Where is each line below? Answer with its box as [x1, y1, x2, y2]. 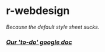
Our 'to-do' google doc [6, 38, 72, 46]
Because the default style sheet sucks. [6, 23, 100, 30]
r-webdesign [6, 4, 70, 18]
